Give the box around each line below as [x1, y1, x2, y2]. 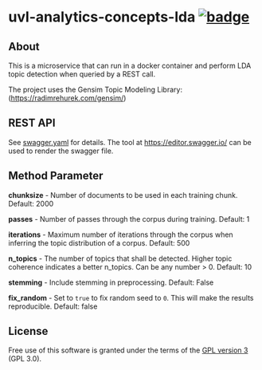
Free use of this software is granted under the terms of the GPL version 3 [8, 345, 248, 355]
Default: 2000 [8, 199, 54, 208]
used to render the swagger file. [8, 146, 114, 155]
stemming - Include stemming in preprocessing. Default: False [8, 277, 214, 287]
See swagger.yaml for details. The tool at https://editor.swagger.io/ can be [8, 137, 252, 147]
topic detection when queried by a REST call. [8, 69, 156, 79]
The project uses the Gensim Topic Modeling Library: [8, 85, 183, 94]
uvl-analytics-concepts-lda [8, 8, 196, 26]
